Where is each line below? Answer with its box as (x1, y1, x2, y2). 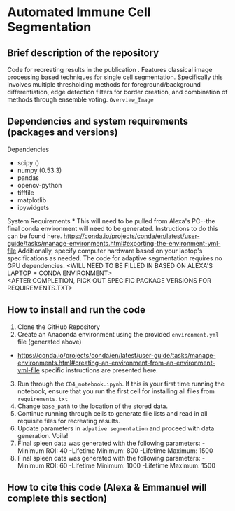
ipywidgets (17, 203, 50, 211)
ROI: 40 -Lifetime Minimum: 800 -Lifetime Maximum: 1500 (45, 446, 213, 455)
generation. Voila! (17, 431, 69, 440)
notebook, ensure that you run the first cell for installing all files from (17, 386, 215, 395)
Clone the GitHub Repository (17, 323, 100, 331)
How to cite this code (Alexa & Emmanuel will (7, 482, 207, 493)
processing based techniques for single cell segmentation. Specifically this (7, 73, 223, 81)
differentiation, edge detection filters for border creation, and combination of (7, 88, 228, 96)
